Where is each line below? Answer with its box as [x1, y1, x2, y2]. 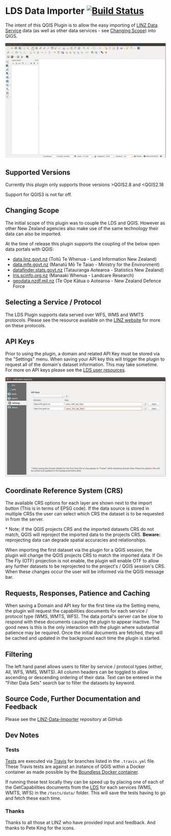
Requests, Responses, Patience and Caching [5, 589, 150, 598]
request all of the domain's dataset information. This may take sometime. [5, 361, 158, 368]
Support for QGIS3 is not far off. [5, 192, 72, 198]
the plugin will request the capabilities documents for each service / [5, 608, 148, 614]
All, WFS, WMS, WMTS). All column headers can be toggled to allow [5, 669, 149, 675]
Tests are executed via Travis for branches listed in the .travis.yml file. [5, 758, 155, 764]
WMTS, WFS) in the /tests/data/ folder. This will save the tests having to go [5, 789, 166, 796]
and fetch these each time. [5, 795, 62, 801]
